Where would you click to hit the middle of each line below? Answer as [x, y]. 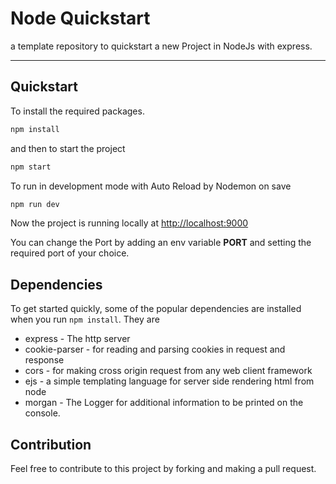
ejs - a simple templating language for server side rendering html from [169, 381]
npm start [31, 167]
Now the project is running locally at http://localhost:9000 [129, 223]
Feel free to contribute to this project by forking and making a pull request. [163, 468]
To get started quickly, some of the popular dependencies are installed [156, 309]
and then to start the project [68, 148]
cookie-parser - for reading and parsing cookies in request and [155, 349]
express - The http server [77, 339]
